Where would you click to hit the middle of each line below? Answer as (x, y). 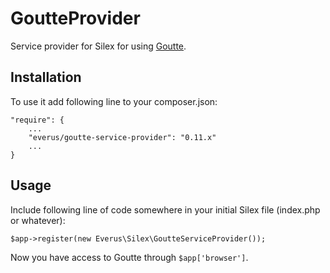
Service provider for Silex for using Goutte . (98, 46)
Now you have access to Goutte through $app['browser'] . (129, 257)
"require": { (37, 120)
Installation (46, 77)
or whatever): (38, 220)
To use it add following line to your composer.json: (114, 101)
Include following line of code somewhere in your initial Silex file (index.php (165, 209)
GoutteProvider (75, 18)
